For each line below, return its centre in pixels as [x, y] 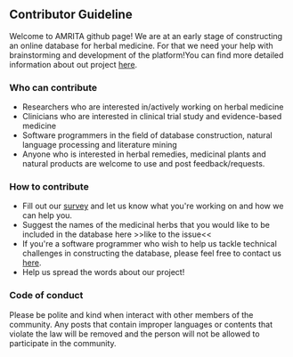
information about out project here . [73, 64]
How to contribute [49, 187]
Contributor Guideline [71, 15]
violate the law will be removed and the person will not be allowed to [134, 334]
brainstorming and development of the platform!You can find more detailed [146, 55]
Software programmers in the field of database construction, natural [147, 135]
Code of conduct [46, 296]
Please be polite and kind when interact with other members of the [131, 314]
